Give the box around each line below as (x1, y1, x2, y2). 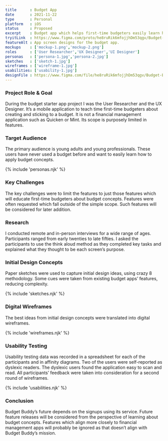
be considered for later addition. (5, 206, 71, 212)
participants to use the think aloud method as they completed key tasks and (5, 241, 161, 247)
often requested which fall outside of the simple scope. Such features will (5, 201, 156, 207)
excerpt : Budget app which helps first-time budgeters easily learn (5, 31, 160, 36)
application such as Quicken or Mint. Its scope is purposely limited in (5, 117, 147, 123)
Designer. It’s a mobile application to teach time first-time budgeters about (5, 106, 158, 112)
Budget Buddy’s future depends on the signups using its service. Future (5, 409, 153, 415)
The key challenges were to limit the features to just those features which (5, 190, 156, 196)
